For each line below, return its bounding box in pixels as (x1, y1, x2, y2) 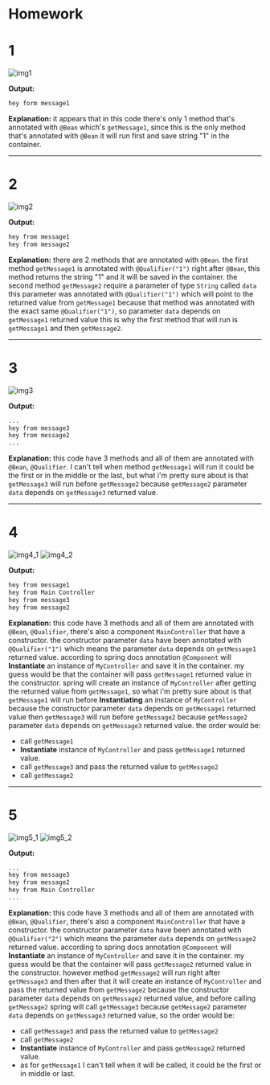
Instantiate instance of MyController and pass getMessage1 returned (19, 744, 246, 754)
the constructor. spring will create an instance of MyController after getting (8, 678, 257, 687)
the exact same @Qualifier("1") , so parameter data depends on (8, 306, 221, 316)
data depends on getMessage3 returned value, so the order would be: (8, 1010, 235, 1020)
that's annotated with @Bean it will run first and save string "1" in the (8, 131, 230, 141)
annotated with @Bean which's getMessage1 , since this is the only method (8, 122, 247, 132)
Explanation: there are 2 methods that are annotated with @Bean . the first (8, 255, 249, 264)
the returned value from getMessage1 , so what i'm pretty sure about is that (8, 686, 252, 696)
